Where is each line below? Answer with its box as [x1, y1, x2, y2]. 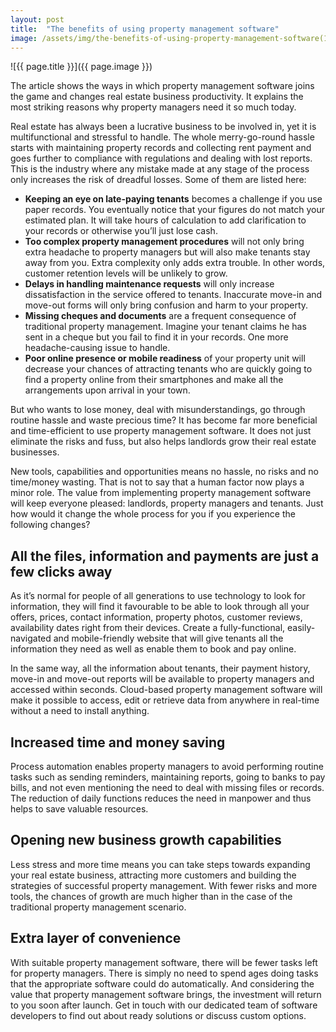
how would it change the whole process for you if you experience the [10, 508, 296, 520]
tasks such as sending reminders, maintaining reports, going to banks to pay [10, 771, 326, 783]
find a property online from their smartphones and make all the [24, 374, 284, 386]
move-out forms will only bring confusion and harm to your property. [24, 299, 309, 311]
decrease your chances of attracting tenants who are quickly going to [24, 363, 313, 375]
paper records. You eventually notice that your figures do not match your [24, 204, 326, 216]
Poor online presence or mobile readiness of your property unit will [24, 352, 306, 365]
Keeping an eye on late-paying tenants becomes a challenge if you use [24, 193, 323, 205]
